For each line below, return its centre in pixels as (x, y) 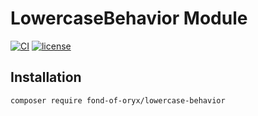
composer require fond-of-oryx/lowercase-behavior (118, 100)
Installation (46, 77)
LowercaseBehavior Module (129, 18)
